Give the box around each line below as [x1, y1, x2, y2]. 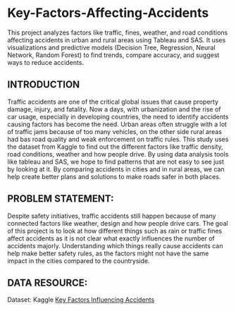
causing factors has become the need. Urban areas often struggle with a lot [7, 120, 228, 128]
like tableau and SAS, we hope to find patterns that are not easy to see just [7, 157, 224, 166]
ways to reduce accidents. [7, 58, 85, 66]
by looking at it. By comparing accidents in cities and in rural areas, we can [7, 164, 225, 173]
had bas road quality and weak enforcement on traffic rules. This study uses [7, 135, 229, 143]
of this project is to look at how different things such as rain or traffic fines [7, 226, 223, 235]
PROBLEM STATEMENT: [7, 193, 114, 205]
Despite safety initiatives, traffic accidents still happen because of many [7, 212, 216, 220]
